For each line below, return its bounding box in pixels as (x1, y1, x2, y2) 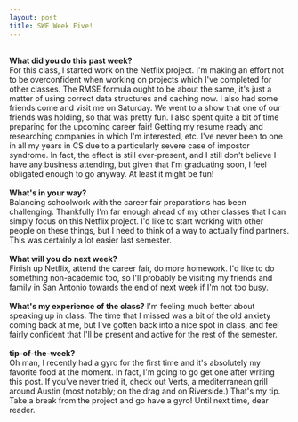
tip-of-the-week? (9, 347, 76, 358)
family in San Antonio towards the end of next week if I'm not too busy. (9, 282, 269, 292)
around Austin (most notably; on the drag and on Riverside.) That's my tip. (9, 386, 281, 396)
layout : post (9, 12, 58, 22)
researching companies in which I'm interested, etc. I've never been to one (9, 131, 283, 141)
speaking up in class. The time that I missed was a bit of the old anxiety (9, 310, 271, 321)
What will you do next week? (9, 253, 117, 264)
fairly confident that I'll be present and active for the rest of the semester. (9, 329, 278, 339)
